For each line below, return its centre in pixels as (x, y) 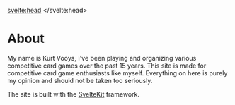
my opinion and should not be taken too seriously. (80, 80)
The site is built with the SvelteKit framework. (74, 94)
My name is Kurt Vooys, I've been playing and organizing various (102, 58)
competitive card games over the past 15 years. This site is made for (107, 66)
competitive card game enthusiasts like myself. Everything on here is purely (117, 73)
